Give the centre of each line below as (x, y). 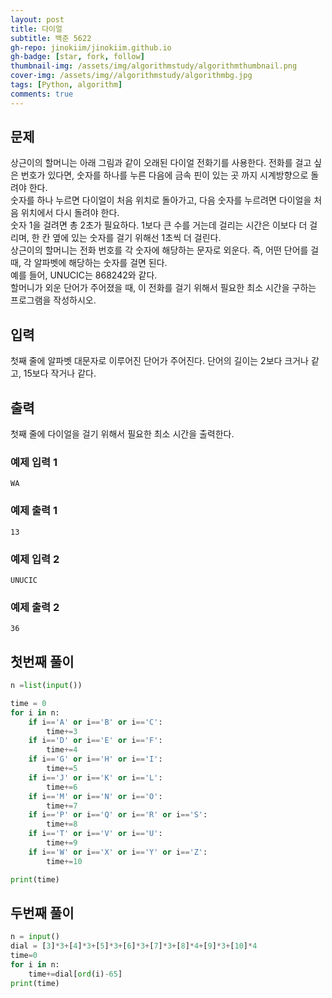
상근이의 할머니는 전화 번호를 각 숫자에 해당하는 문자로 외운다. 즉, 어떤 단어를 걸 (165, 250)
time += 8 (62, 824)
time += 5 (62, 769)
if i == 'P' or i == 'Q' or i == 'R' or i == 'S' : (118, 815)
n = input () (35, 937)
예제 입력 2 (35, 559)
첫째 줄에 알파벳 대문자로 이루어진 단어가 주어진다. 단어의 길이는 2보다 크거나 (159, 361)
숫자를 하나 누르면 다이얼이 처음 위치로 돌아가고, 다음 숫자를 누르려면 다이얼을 (161, 200)
